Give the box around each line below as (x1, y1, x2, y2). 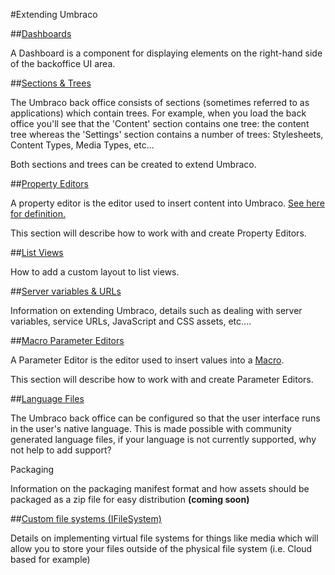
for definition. (10, 208, 67, 219)
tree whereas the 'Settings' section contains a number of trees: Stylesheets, (10, 129, 324, 140)
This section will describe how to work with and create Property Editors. (10, 227, 307, 239)
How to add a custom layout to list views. (10, 266, 180, 278)
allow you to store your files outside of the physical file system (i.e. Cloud (10, 543, 313, 554)
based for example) (10, 554, 91, 565)
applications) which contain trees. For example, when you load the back (10, 107, 307, 119)
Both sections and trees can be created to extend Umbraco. (10, 159, 257, 170)
